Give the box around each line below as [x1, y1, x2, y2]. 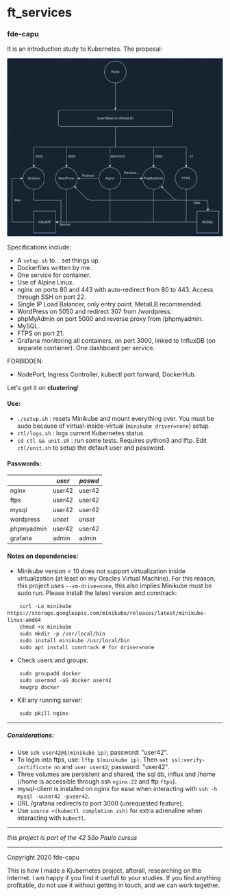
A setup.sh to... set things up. [16, 256, 101, 265]
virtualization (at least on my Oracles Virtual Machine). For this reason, [16, 574, 216, 583]
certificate [16, 764, 51, 771]
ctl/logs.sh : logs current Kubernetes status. [16, 429, 145, 437]
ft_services [7, 5, 73, 21]
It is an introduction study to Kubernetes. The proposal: [7, 45, 163, 53]
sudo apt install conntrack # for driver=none [19, 644, 155, 651]
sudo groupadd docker [19, 670, 81, 677]
